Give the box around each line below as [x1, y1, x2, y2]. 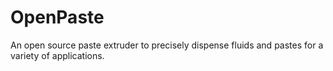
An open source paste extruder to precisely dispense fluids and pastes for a [10, 39, 324, 51]
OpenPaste [10, 6, 105, 29]
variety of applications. [10, 49, 105, 61]
